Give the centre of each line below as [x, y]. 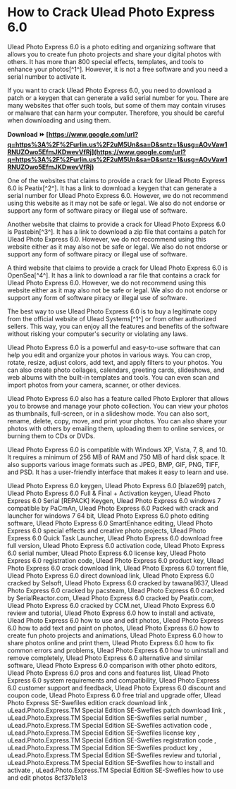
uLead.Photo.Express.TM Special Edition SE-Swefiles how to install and [111, 762]
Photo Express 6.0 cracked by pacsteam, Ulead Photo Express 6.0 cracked [116, 590]
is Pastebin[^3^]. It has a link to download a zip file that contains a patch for [117, 231]
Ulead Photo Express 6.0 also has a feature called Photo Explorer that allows [118, 398]
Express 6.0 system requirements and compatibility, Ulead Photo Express [113, 680]
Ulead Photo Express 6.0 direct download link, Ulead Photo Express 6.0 [111, 576]
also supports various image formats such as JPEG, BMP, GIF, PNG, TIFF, [114, 464]
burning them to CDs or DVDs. [51, 436]
